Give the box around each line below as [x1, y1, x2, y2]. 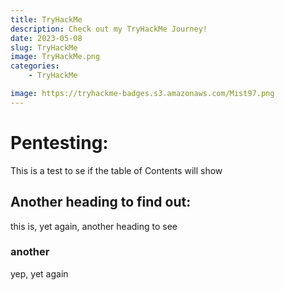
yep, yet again [10, 267, 69, 280]
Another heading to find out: [10, 194, 192, 211]
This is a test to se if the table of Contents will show [10, 164, 223, 176]
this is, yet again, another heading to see [10, 220, 178, 232]
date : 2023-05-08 [10, 33, 83, 43]
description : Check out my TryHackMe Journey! [10, 24, 208, 34]
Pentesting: [10, 131, 109, 154]
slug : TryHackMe [10, 42, 78, 53]
